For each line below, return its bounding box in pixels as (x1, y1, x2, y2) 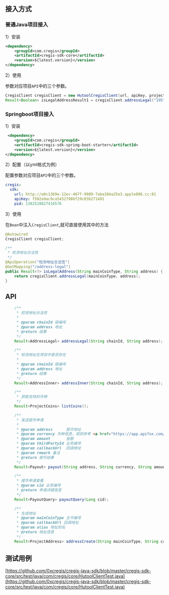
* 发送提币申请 (16, 417, 44, 422)
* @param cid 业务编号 (16, 483, 61, 488)
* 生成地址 (16, 511, 36, 516)
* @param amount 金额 (16, 436, 74, 442)
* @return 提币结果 (16, 455, 54, 460)
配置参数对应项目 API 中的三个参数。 (5, 172, 78, 178)
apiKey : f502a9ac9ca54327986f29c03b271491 (14, 196, 105, 202)
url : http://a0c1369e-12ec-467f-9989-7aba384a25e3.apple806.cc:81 (14, 192, 156, 197)
